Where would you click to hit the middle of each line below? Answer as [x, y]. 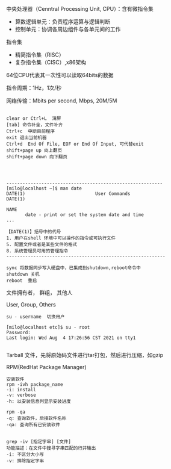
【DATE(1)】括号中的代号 [34, 232]
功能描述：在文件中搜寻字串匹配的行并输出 [51, 448]
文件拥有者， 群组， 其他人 [39, 293]
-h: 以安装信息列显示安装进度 [39, 402]
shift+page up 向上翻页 [34, 151]
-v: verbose [21, 395]
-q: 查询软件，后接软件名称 [36, 418]
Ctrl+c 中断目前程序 [31, 131]
